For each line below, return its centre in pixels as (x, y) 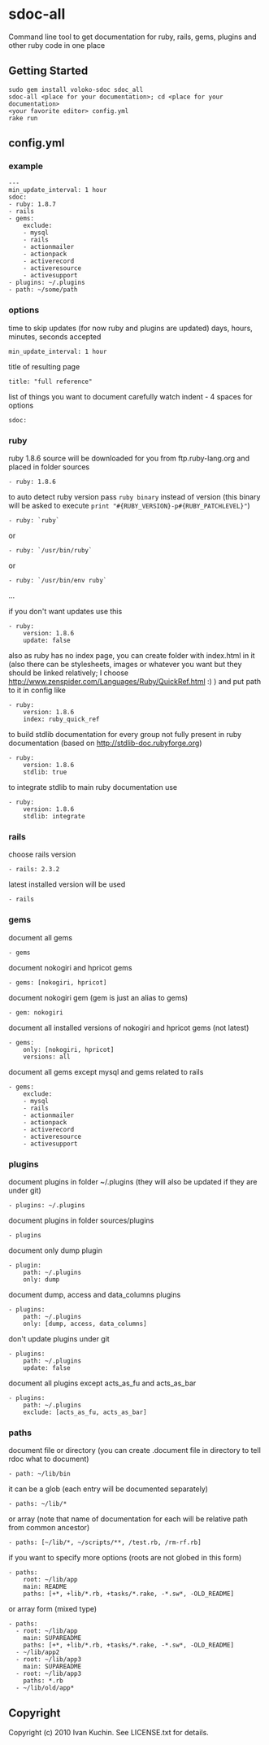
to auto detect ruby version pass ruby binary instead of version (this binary (134, 497)
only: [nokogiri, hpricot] (69, 1049)
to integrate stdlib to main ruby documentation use (93, 787)
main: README (45, 1587)
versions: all (47, 1057)
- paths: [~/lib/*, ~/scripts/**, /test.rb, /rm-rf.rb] (105, 1542)
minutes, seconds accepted (55, 336)
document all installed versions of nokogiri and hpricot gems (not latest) (129, 1027)
